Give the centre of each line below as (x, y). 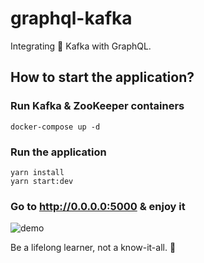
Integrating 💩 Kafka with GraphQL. (81, 46)
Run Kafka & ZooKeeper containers (97, 106)
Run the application (58, 152)
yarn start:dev (42, 181)
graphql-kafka (71, 18)
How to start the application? (102, 77)
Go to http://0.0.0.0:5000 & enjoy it (98, 206)
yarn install (37, 172)
